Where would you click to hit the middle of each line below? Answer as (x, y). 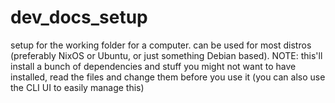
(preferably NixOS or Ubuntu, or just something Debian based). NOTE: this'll (166, 55)
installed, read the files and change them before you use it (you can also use (168, 77)
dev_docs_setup (79, 17)
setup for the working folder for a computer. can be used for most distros (161, 45)
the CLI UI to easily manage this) (77, 87)
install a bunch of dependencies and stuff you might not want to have (153, 66)
